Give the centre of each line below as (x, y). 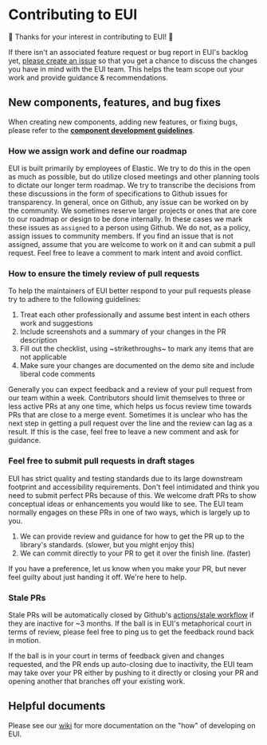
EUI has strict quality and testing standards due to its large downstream (126, 478)
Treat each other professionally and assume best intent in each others (135, 315)
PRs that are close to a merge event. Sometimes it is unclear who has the (128, 415)
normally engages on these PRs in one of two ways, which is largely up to (129, 512)
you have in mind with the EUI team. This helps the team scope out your (126, 69)
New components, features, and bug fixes (115, 102)
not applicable (43, 357)
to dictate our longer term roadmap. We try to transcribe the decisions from (132, 186)
